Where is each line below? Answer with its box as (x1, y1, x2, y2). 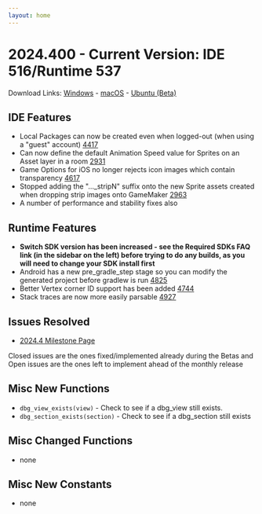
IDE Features (8, 111, 72, 124)
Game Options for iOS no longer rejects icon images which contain (19, 165, 235, 174)
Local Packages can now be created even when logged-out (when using (19, 131, 255, 141)
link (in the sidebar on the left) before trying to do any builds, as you (19, 251, 246, 260)
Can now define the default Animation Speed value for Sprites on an (19, 149, 240, 158)
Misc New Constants (8, 478, 112, 491)
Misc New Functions (8, 382, 110, 395)
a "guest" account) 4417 (19, 140, 99, 149)
